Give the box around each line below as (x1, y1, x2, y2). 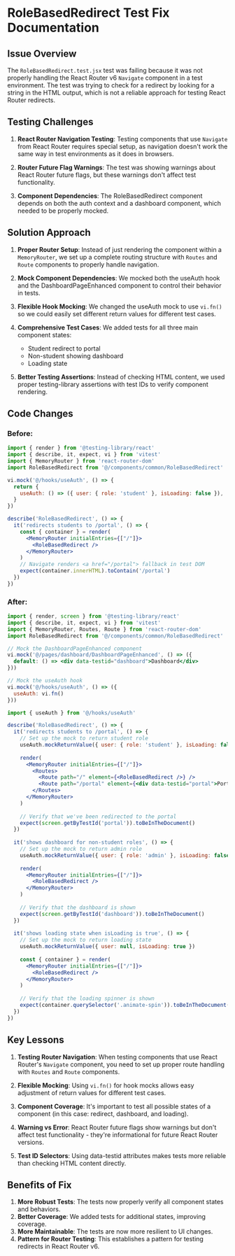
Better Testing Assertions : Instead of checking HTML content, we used (17, 372, 225, 381)
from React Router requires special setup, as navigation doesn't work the (17, 142, 228, 150)
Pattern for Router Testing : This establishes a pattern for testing (17, 1235, 204, 1243)
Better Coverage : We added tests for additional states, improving (17, 1213, 206, 1221)
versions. (17, 1138, 44, 1146)
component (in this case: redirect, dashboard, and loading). (17, 1109, 189, 1117)
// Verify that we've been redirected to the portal (20, 813, 177, 820)
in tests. (17, 288, 41, 297)
